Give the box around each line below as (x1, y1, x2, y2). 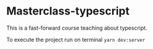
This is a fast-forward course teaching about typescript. (6, 24, 147, 31)
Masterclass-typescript (6, 4, 130, 18)
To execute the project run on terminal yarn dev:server (6, 36, 146, 43)
